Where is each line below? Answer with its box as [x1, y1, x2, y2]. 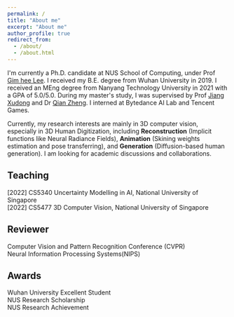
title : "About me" [7, 17, 61, 24]
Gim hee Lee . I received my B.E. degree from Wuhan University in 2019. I [7, 76, 217, 84]
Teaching [7, 170, 49, 182]
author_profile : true [7, 29, 71, 37]
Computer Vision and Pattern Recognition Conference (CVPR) [7, 242, 186, 250]
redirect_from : [7, 36, 52, 43]
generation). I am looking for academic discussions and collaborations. [7, 149, 212, 158]
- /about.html [13, 50, 55, 57]
